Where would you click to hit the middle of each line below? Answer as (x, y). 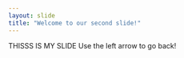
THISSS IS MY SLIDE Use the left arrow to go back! (92, 45)
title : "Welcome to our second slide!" (75, 23)
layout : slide (32, 15)
